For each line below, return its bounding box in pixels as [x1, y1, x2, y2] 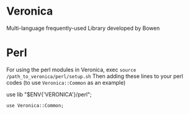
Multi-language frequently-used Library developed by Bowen [6, 24, 160, 32]
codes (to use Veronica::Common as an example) [6, 79, 126, 86]
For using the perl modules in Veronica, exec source [6, 66, 137, 73]
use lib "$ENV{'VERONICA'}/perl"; [6, 90, 92, 98]
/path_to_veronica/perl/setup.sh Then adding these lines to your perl [6, 72, 184, 80]
